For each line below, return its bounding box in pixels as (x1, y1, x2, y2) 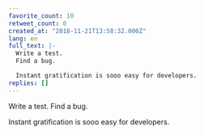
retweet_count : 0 (8, 19, 67, 27)
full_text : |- (8, 42, 57, 50)
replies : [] (8, 78, 49, 87)
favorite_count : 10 (8, 11, 74, 20)
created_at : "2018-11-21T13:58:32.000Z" (8, 27, 147, 35)
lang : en (8, 34, 38, 43)
